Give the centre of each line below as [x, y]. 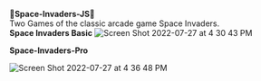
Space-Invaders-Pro [49, 50]
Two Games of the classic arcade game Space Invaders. [115, 23]
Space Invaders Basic [51, 33]
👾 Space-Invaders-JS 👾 [52, 14]
